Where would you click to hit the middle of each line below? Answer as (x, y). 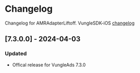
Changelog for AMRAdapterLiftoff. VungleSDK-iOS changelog (70, 23)
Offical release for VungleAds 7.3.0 (49, 65)
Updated (16, 54)
